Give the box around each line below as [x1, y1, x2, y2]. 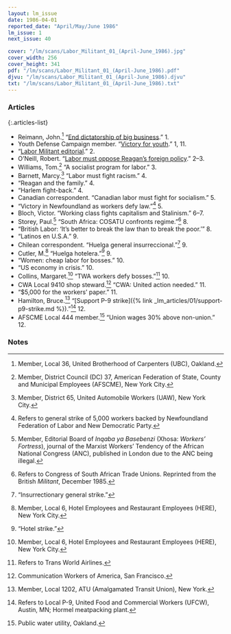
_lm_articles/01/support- [154, 296, 223, 304]
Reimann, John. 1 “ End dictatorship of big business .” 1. [17, 131, 169, 141]
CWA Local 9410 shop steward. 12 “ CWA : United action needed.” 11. [17, 279, 206, 288]
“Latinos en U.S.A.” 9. [17, 231, 79, 240]
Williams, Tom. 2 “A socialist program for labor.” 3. [17, 162, 157, 171]
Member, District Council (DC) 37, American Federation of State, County [17, 372, 221, 381]
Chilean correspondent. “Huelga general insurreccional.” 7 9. [17, 239, 188, 249]
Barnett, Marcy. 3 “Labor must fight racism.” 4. [17, 170, 147, 179]
